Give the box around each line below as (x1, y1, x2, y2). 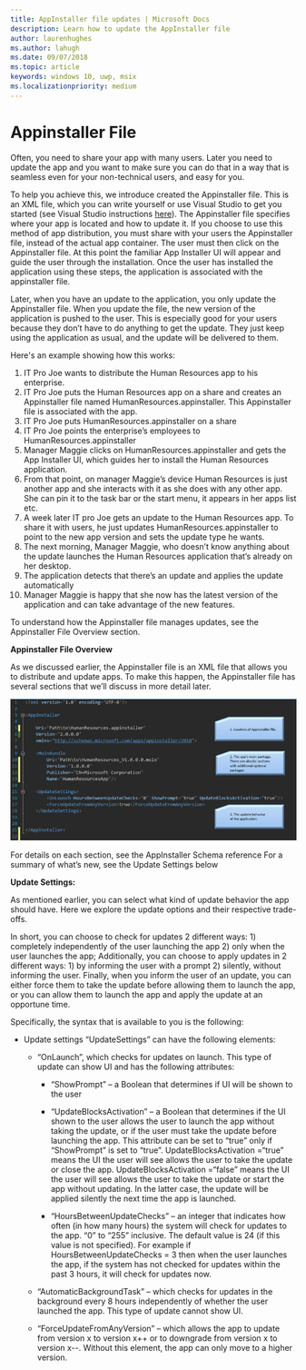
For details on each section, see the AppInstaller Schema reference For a (10, 849, 283, 860)
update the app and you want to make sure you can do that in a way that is (10, 162, 290, 173)
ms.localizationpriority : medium (10, 82, 137, 91)
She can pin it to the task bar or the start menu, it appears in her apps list (23, 492, 297, 503)
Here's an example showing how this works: (10, 350, 175, 361)
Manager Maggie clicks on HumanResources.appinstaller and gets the (23, 444, 287, 455)
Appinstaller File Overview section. (10, 626, 141, 637)
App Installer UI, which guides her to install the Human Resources (23, 454, 269, 465)
